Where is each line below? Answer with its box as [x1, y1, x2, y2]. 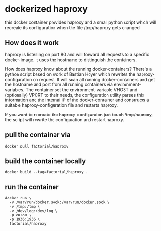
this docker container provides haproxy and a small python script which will [5, 19, 157, 25]
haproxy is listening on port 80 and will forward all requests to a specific [5, 51, 150, 57]
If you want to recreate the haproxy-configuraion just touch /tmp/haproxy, [5, 112, 153, 117]
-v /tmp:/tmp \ [9, 204, 40, 209]
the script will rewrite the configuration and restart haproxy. [5, 116, 124, 122]
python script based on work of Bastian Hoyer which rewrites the [5, 71, 136, 77]
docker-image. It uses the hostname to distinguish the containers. [5, 57, 137, 63]
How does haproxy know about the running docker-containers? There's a [5, 66, 152, 72]
